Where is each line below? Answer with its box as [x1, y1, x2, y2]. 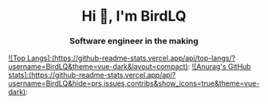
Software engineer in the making [69, 36, 199, 47]
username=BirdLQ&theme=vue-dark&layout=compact [8, 62, 186, 71]
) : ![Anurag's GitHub [185, 62, 251, 71]
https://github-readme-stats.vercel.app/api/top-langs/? [54, 53, 236, 63]
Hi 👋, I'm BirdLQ [81, 7, 187, 25]
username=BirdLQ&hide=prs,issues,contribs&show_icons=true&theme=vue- [8, 79, 260, 88]
